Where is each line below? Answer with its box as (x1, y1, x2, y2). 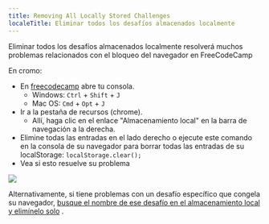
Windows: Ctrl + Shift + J (31, 89, 120, 99)
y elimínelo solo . (8, 206, 64, 216)
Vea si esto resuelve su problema (19, 158, 130, 168)
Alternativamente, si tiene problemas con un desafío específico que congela (8, 189, 261, 198)
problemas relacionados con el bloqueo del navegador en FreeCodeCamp (8, 50, 253, 60)
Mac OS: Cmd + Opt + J (31, 98, 106, 108)
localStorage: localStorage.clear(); (19, 150, 142, 160)
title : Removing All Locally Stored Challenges (8, 11, 171, 20)
